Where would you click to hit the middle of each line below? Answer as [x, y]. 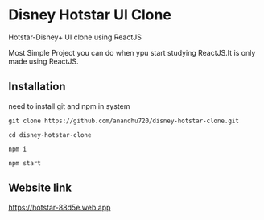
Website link [40, 188]
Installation [37, 87]
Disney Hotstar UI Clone [90, 15]
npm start [25, 163]
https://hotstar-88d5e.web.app [60, 207]
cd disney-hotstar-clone [50, 135]
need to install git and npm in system [69, 106]
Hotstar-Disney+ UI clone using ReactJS [75, 37]
